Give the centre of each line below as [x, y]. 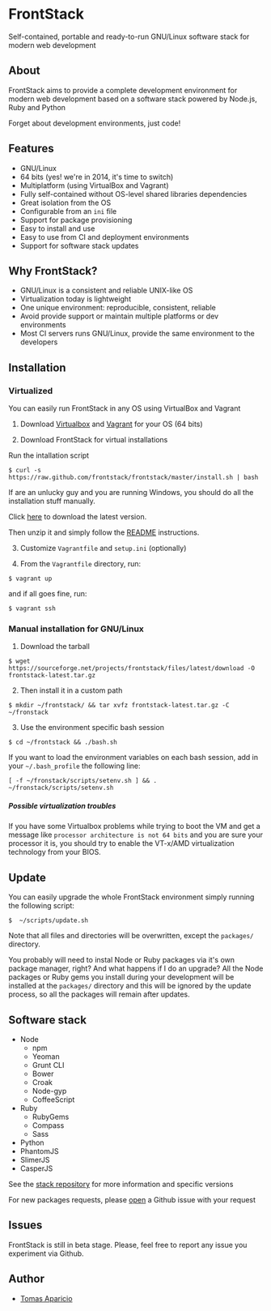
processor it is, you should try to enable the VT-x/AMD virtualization [121, 843]
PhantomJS [39, 1151]
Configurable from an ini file [68, 211]
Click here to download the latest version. [78, 517]
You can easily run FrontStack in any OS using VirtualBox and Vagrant [125, 408]
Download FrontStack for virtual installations [94, 440]
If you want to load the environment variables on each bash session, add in [133, 758]
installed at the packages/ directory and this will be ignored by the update [130, 986]
